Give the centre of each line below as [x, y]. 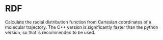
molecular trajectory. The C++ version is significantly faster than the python [82, 27]
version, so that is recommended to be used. [50, 32]
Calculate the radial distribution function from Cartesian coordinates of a [78, 22]
